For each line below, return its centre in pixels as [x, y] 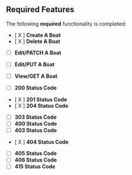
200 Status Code [36, 88]
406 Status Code [36, 160]
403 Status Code [36, 131]
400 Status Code [36, 124]
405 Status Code [36, 153]
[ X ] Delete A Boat [37, 41]
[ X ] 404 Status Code [41, 142]
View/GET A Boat [36, 76]
